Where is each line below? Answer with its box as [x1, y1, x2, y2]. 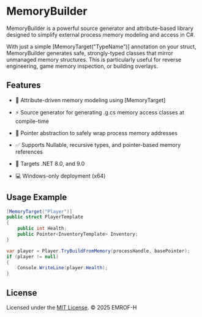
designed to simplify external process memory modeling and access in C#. [6, 31, 195, 38]
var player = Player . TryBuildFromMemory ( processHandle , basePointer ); [6, 248, 190, 254]
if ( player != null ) [6, 253, 59, 259]
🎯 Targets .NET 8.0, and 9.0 [15, 160, 85, 167]
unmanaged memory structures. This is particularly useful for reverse [6, 56, 182, 63]
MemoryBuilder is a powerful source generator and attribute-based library [6, 24, 194, 32]
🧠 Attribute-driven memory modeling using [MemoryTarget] [15, 96, 166, 103]
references [15, 148, 43, 155]
